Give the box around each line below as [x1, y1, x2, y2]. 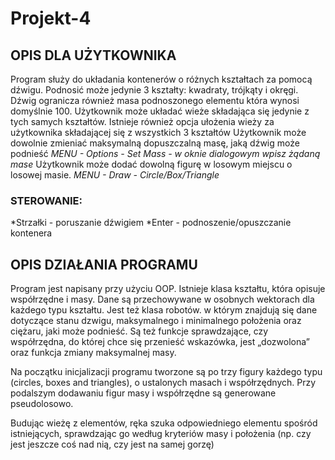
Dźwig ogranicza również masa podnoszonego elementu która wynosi [10, 95, 300, 106]
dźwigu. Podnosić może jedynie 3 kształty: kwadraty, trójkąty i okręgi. [10, 84, 299, 96]
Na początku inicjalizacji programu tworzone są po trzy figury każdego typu [10, 366, 323, 378]
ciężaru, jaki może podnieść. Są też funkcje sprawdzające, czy [10, 325, 269, 337]
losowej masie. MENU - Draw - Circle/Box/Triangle [10, 169, 220, 181]
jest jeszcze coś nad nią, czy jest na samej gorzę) [10, 438, 215, 451]
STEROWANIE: [10, 193, 83, 207]
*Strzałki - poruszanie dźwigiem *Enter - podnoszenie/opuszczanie [10, 217, 292, 229]
